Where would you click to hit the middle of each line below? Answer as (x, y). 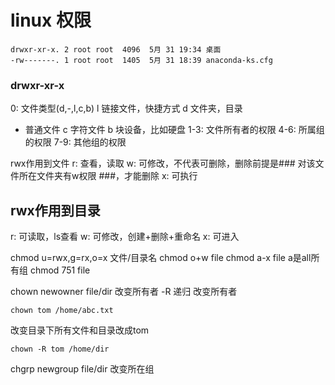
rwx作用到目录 (55, 210)
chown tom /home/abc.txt (62, 311)
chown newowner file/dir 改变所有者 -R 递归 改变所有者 (124, 292)
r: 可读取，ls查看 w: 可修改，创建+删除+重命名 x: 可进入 (125, 237)
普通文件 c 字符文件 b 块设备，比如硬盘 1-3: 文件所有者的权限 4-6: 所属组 (174, 130)
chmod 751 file (60, 270)
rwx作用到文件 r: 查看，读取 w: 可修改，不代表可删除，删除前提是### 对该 (163, 163)
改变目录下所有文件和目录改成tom (80, 330)
